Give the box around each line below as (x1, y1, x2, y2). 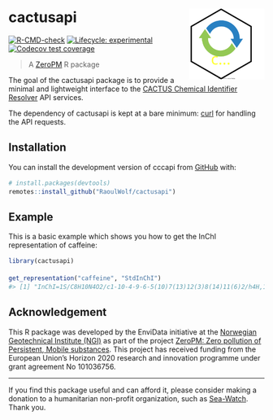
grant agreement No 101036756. (8, 361, 116, 371)
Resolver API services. (8, 92, 84, 102)
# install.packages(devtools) (8, 179, 111, 187)
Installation (8, 141, 67, 155)
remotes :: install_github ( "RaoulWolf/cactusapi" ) (8, 187, 176, 195)
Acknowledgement (8, 305, 107, 319)
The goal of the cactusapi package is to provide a (8, 75, 175, 85)
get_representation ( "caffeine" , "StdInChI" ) (8, 274, 162, 282)
